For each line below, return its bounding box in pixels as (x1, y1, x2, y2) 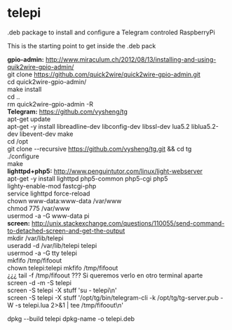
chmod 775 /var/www (7, 204, 70, 212)
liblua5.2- (191, 122, 219, 130)
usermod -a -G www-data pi (7, 212, 90, 220)
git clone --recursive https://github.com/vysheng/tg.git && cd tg (7, 144, 192, 153)
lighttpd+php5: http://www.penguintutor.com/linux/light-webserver (7, 167, 203, 175)
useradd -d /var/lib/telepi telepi (7, 241, 97, 249)
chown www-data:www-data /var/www (7, 196, 122, 205)
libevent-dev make (20, 130, 74, 138)
